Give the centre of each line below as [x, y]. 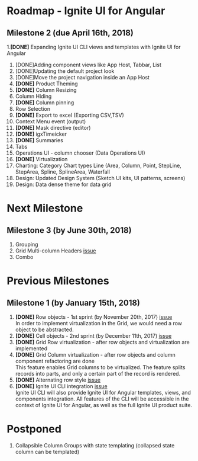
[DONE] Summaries [39, 140]
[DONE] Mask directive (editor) [53, 128]
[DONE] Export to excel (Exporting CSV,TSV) [70, 115]
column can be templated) [47, 452]
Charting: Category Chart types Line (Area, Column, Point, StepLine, [98, 165]
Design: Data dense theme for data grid [63, 184]
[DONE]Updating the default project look [65, 71]
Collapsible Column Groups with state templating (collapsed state [95, 445]
